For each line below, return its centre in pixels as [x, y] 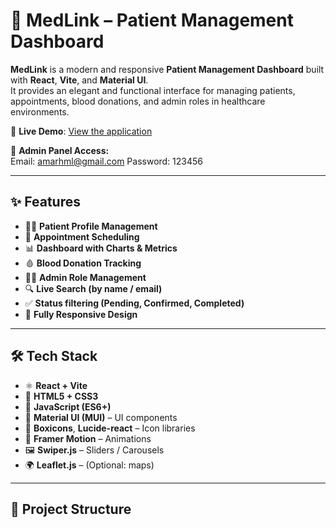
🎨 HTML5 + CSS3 [61, 396]
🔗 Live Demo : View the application [81, 131]
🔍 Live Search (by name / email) [93, 288]
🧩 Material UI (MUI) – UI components [101, 417]
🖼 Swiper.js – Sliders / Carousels [94, 450]
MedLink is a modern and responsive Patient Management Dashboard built [167, 69]
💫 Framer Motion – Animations [88, 438]
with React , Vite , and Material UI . [79, 80]
